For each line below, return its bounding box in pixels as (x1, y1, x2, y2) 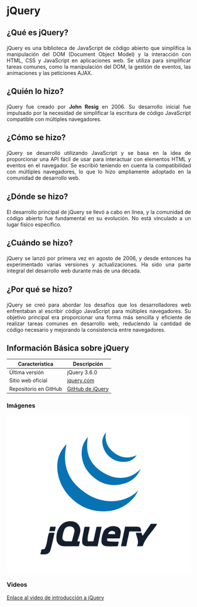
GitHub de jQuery (67, 385, 109, 392)
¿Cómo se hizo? (6, 133, 66, 143)
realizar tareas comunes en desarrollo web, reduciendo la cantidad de (6, 320, 191, 327)
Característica (18, 360, 54, 367)
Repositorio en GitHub (9, 385, 63, 392)
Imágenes (6, 402, 36, 410)
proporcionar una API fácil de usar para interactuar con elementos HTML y (6, 156, 191, 163)
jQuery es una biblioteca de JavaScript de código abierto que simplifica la (6, 44, 191, 51)
